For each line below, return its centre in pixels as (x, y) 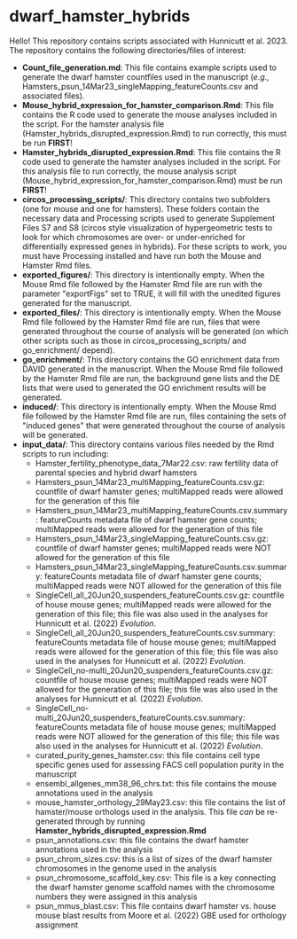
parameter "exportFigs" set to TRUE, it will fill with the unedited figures (151, 293)
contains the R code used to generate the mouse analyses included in (149, 114)
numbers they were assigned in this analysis (116, 896)
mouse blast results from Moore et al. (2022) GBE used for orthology (160, 915)
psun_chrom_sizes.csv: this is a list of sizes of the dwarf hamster (154, 858)
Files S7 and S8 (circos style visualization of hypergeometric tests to (147, 227)
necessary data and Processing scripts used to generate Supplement (148, 218)
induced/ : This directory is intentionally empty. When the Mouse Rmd (149, 406)
